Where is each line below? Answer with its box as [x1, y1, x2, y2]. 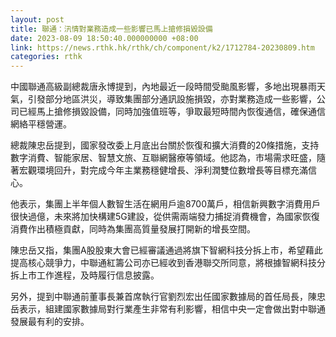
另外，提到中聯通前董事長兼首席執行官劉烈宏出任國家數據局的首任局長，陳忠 [10, 291, 326, 303]
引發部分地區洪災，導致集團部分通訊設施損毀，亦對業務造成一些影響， [27, 93, 317, 105]
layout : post [10, 14, 65, 25]
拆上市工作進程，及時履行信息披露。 [10, 269, 160, 281]
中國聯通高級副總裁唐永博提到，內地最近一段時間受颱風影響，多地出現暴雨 [10, 81, 317, 93]
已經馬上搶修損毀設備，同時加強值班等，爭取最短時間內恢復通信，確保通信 [18, 106, 326, 118]
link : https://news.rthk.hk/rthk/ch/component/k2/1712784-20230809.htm [10, 42, 315, 53]
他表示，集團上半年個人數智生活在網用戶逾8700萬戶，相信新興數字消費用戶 [10, 198, 322, 210]
